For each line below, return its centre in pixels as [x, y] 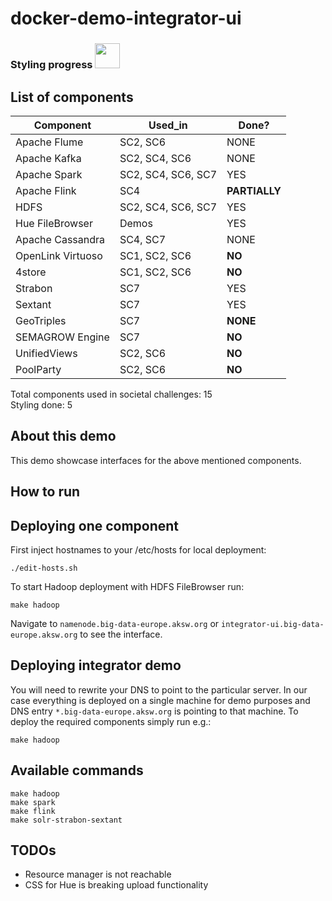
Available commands [77, 770]
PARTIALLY [254, 190]
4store [31, 272]
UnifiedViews [46, 353]
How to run [45, 492]
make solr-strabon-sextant [66, 820]
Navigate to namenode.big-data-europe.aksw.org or [115, 623]
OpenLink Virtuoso [59, 255]
